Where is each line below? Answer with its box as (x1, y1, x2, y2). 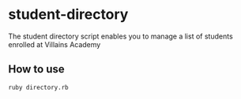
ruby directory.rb (8, 83, 69, 91)
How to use (8, 63, 65, 76)
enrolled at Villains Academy (8, 39, 101, 49)
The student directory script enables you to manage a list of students (8, 31, 233, 41)
